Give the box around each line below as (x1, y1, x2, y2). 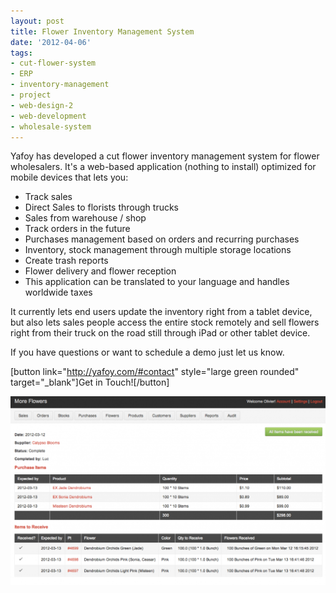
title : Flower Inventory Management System (10, 26, 195, 37)
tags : (10, 48, 33, 58)
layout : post (10, 16, 65, 26)
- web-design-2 (10, 100, 74, 110)
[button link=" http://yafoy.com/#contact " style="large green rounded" (10, 366, 300, 378)
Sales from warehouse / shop (24, 212, 147, 224)
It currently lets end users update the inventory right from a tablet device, (10, 306, 313, 318)
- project (10, 90, 52, 100)
